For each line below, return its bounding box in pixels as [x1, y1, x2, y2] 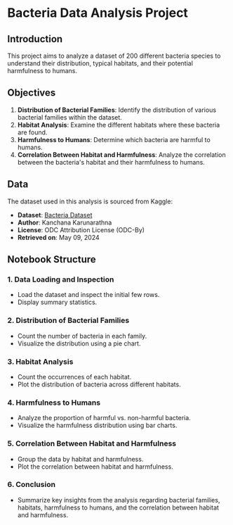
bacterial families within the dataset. [17, 113, 123, 121]
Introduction [7, 33, 63, 45]
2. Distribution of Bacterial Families [7, 315, 130, 325]
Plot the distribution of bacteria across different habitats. [17, 380, 181, 388]
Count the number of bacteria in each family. [17, 331, 147, 340]
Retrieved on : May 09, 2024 [17, 233, 100, 241]
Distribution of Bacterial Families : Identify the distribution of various [17, 106, 216, 114]
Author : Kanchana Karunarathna [17, 218, 112, 227]
